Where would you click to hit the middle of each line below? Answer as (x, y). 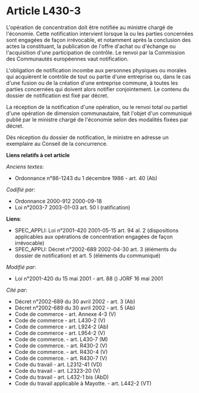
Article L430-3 (44, 11)
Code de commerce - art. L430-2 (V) (60, 320)
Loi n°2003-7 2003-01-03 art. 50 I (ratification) (72, 207)
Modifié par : (21, 267)
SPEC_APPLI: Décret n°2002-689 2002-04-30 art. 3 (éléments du (96, 249)
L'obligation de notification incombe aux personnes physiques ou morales (97, 70)
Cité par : (17, 290)
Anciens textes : (25, 167)
